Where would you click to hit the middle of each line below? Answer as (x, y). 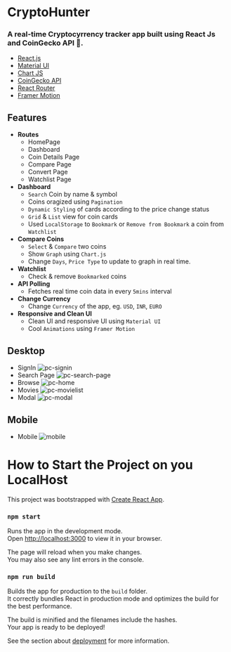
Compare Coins (41, 239)
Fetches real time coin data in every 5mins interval (100, 292)
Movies (28, 390)
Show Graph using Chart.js (67, 254)
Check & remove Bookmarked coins (77, 276)
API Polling (34, 284)
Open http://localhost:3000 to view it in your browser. (85, 539)
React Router (36, 88)
